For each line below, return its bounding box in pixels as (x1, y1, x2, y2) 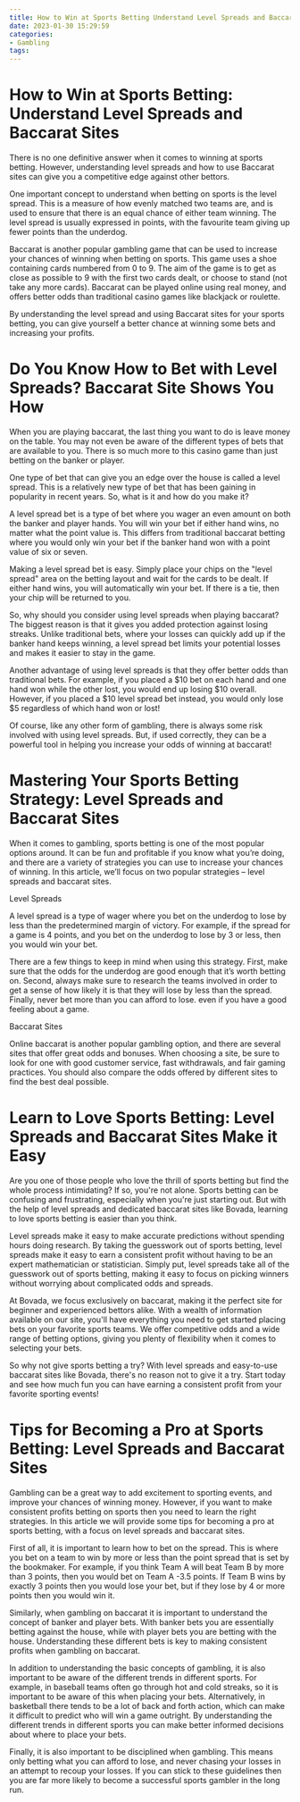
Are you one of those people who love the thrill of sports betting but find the (9, 1175, 289, 1186)
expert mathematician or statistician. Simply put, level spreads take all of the (9, 1259, 290, 1270)
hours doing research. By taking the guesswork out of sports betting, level (9, 1239, 283, 1251)
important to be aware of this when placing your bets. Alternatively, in (9, 1690, 265, 1702)
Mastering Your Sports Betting (9, 770, 239, 791)
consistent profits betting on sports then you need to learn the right (9, 1506, 257, 1517)
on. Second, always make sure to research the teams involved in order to (9, 975, 278, 985)
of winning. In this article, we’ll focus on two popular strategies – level (9, 866, 265, 876)
